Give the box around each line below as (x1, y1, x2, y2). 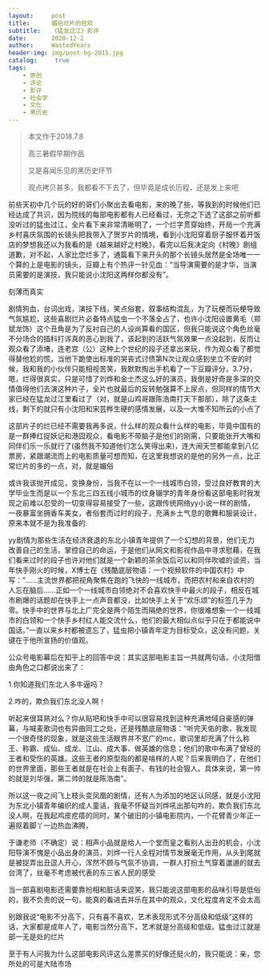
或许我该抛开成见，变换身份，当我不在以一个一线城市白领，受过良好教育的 (8, 478, 254, 487)
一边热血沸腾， (42, 821, 93, 830)
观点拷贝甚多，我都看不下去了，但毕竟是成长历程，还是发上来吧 (27, 183, 239, 192)
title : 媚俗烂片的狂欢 (8, 19, 94, 27)
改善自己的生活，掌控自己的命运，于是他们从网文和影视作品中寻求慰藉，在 (8, 546, 254, 555)
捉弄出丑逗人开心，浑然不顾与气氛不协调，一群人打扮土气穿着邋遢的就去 (22, 858, 261, 867)
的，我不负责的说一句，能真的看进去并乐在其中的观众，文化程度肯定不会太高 (8, 895, 261, 904)
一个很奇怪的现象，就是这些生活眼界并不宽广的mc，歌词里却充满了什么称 (8, 734, 251, 743)
